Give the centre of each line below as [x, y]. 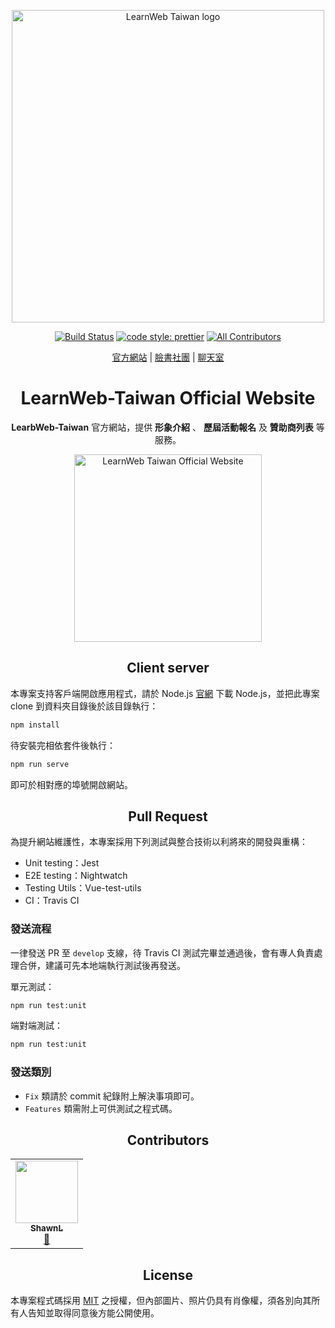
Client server [168, 668]
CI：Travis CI [52, 901]
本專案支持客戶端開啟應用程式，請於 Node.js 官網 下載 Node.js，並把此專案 [165, 693]
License [168, 1275]
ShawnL [46, 1228]
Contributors [168, 1140]
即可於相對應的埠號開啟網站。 [71, 784]
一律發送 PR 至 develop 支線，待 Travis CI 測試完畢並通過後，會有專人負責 [162, 952]
